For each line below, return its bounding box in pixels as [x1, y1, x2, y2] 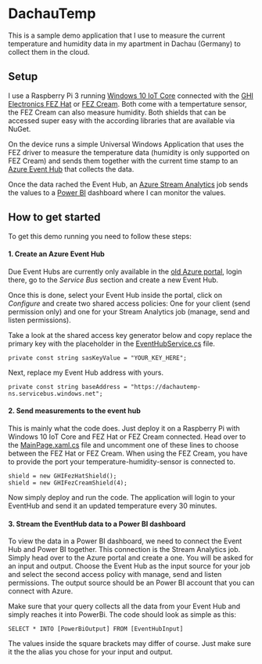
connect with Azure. [8, 586, 74, 596]
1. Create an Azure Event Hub [8, 249, 106, 259]
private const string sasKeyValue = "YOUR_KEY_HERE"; [8, 354, 188, 361]
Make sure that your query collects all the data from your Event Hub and [8, 601, 241, 611]
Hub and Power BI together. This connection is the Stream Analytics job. [8, 545, 241, 554]
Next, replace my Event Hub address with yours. [8, 368, 164, 377]
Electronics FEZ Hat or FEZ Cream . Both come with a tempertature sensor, [8, 99, 248, 108]
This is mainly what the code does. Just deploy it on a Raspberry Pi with [8, 423, 240, 433]
